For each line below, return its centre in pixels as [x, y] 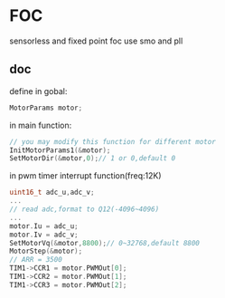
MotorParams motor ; [46, 108]
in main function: [41, 125]
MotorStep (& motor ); [46, 251]
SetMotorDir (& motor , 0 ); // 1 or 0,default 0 [93, 159]
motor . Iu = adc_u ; [44, 226]
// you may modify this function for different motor [113, 141]
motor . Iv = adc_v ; [44, 235]
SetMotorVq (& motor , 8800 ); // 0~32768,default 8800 [105, 243]
